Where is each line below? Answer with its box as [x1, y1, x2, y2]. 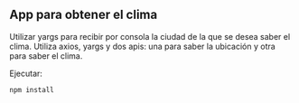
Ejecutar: [9, 68, 43, 79]
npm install [9, 85, 54, 94]
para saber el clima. [9, 50, 83, 61]
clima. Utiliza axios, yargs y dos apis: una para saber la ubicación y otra [9, 41, 276, 51]
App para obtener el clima [9, 7, 158, 23]
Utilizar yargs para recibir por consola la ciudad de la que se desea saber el [9, 31, 291, 42]
